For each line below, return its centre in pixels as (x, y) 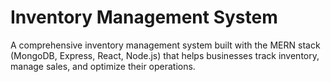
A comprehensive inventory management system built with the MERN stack (165, 45)
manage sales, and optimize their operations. (103, 66)
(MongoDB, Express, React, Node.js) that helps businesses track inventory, (165, 55)
